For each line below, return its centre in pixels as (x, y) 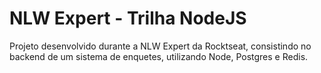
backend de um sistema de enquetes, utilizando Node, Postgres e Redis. (159, 56)
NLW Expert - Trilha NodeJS (128, 18)
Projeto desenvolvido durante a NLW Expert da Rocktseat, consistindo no (160, 46)
